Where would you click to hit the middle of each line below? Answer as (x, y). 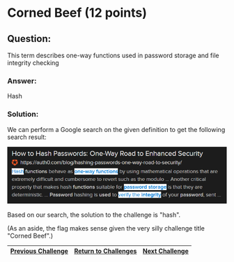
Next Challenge (166, 251)
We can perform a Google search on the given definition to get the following (116, 129)
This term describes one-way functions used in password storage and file (113, 55)
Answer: (22, 80)
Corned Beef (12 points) (77, 13)
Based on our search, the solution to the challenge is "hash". (94, 214)
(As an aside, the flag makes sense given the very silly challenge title (106, 228)
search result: (27, 137)
